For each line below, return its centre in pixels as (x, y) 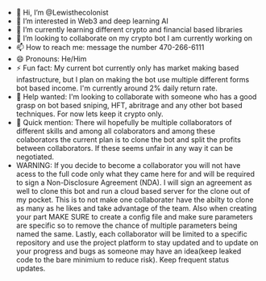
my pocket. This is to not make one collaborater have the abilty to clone (135, 199)
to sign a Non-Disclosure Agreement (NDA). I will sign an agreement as (134, 182)
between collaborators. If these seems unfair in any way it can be (125, 148)
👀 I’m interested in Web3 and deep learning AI (92, 21)
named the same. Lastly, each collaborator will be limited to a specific (131, 234)
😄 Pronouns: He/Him (51, 59)
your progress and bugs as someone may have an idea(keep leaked (129, 251)
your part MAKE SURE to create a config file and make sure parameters (135, 217)
